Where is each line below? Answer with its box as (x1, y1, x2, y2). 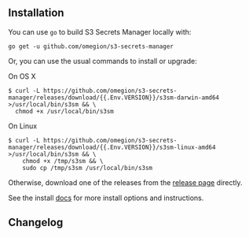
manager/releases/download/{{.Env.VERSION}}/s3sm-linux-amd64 (8, 143, 216, 151)
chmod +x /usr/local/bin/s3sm (15, 107, 114, 115)
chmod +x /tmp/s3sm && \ (22, 157, 104, 165)
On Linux (8, 121, 38, 131)
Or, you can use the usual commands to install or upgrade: (8, 56, 198, 65)
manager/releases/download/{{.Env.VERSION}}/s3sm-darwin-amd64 (8, 94, 220, 102)
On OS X (8, 71, 37, 81)
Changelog (8, 216, 64, 229)
